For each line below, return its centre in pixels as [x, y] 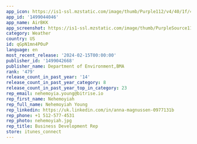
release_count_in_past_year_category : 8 [56, 83]
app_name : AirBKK [27, 22]
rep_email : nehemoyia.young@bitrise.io [55, 93]
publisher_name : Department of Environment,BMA [65, 66]
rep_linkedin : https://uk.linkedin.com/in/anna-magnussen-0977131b [90, 110]
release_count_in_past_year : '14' [48, 77]
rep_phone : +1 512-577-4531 [40, 115]
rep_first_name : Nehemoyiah [40, 99]
